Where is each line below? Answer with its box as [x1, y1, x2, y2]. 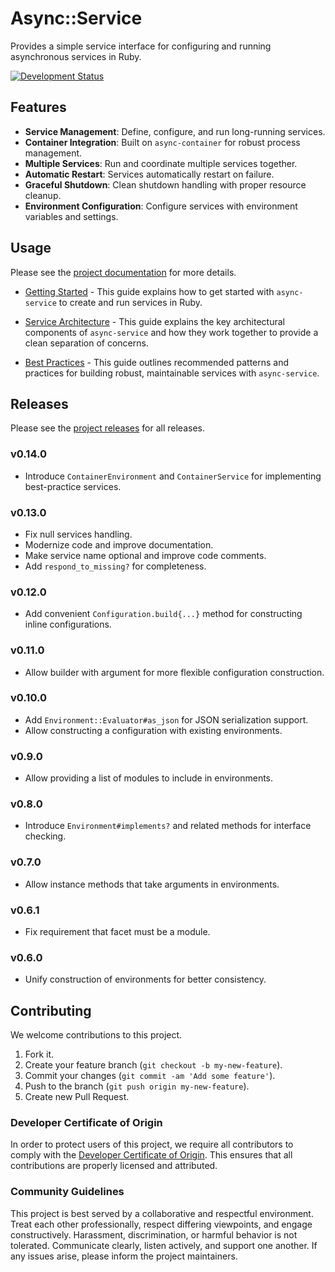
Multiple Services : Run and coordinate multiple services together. [24, 157, 298, 169]
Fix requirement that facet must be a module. [24, 926, 211, 938]
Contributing [10, 1002, 92, 1019]
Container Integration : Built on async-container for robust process [24, 136, 301, 148]
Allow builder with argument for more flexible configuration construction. [24, 666, 325, 678]
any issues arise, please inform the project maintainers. [10, 1250, 238, 1262]
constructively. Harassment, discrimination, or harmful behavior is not [10, 1228, 298, 1241]
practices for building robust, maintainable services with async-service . [24, 367, 320, 379]
